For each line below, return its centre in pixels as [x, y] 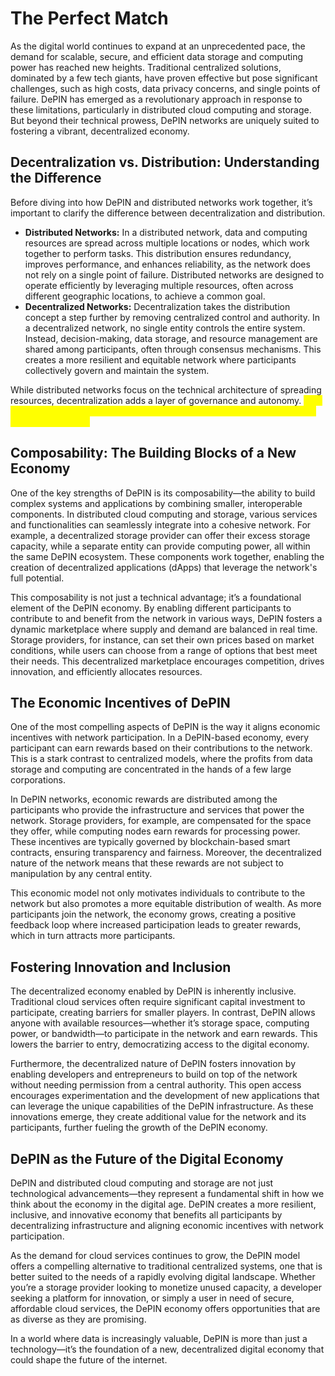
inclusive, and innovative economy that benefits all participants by [146, 1215]
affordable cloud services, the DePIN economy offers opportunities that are [165, 1308]
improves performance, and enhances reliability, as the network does [167, 264]
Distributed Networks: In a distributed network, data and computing [166, 232]
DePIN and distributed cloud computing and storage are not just [142, 1183]
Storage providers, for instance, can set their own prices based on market [162, 639]
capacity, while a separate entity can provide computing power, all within [160, 546]
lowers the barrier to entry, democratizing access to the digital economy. [160, 1044]
